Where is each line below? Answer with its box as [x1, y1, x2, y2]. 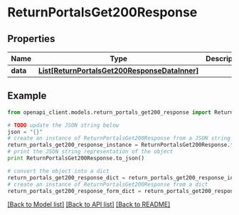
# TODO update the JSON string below [7, 122, 119, 129]
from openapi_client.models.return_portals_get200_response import [7, 108, 212, 116]
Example [7, 90, 47, 102]
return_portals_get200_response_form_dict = [7, 187, 142, 194]
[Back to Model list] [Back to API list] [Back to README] [7, 200, 171, 209]
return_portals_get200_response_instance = [7, 142, 139, 149]
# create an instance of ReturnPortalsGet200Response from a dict [7, 181, 208, 188]
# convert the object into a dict [7, 167, 110, 174]
